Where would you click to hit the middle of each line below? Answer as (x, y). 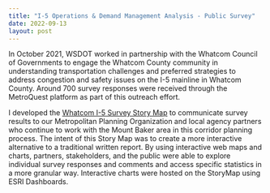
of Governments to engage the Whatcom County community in (114, 62)
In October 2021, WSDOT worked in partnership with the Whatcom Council (133, 54)
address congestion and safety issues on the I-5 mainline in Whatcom (125, 80)
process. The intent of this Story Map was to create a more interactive (125, 139)
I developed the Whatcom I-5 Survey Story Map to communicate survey (129, 113)
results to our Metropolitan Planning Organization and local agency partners (135, 122)
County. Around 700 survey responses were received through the (118, 88)
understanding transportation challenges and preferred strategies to (122, 71)
